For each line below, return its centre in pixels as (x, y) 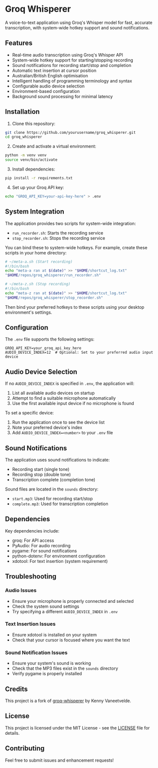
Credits (17, 689)
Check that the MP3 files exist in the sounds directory (65, 668)
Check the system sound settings (45, 606)
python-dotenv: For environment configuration (59, 556)
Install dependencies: (34, 169)
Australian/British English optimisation (50, 75)
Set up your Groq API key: (38, 187)
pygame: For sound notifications (44, 551)
